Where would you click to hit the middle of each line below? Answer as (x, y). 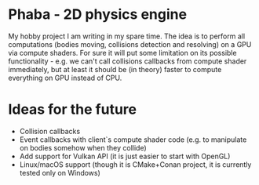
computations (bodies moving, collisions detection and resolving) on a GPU (130, 44)
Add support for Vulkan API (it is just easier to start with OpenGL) (125, 156)
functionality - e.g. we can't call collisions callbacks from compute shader (128, 61)
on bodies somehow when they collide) (83, 147)
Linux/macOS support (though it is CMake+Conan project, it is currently (135, 164)
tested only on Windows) (60, 172)
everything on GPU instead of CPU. (65, 78)
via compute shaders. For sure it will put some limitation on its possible (122, 53)
